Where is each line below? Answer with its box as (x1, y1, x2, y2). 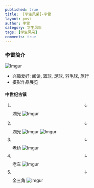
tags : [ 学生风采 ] (5, 30, 38, 35)
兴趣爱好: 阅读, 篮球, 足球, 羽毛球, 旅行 (12, 73, 89, 79)
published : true (5, 7, 38, 12)
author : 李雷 (5, 21, 30, 26)
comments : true (5, 35, 36, 40)
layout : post (5, 16, 32, 21)
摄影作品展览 (12, 79, 38, 85)
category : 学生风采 (5, 25, 42, 30)
